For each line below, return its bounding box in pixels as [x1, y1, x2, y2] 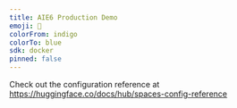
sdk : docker [9, 46, 54, 55]
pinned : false [9, 54, 63, 63]
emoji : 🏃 [9, 21, 42, 30]
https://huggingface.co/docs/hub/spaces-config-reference [9, 88, 228, 99]
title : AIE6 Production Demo [9, 12, 118, 22]
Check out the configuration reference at [9, 79, 160, 89]
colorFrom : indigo [9, 29, 78, 38]
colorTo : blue [9, 37, 63, 47]
